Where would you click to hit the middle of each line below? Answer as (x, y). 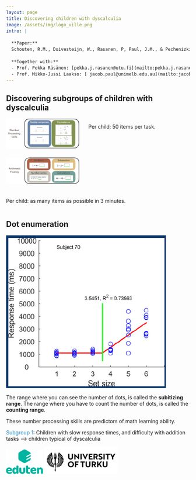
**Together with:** (35, 61)
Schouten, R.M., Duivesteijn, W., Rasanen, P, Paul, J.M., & (87, 50)
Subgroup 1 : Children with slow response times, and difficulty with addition (96, 432)
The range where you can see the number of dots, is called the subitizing (95, 397)
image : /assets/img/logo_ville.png (49, 25)
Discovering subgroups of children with (80, 99)
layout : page (22, 12)
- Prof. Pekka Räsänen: (40, 68)
